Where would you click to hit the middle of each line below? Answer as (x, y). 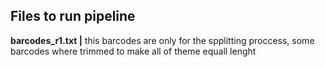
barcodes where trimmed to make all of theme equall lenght (133, 51)
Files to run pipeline (73, 16)
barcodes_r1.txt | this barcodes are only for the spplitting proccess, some (162, 40)
